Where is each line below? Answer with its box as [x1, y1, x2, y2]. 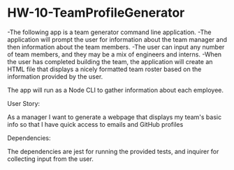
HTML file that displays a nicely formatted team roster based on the [7, 65, 202, 73]
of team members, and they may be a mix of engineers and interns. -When [7, 50, 222, 59]
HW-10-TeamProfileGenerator [7, 5, 185, 21]
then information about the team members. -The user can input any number [7, 42, 225, 51]
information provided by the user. [7, 72, 103, 81]
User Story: [7, 99, 41, 107]
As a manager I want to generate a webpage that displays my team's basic [7, 113, 222, 121]
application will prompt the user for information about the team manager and [7, 35, 227, 43]
